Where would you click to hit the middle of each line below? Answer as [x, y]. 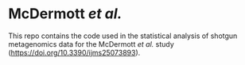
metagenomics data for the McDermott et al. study [91, 44]
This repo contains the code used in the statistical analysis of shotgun [123, 36]
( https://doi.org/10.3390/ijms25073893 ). [74, 52]
